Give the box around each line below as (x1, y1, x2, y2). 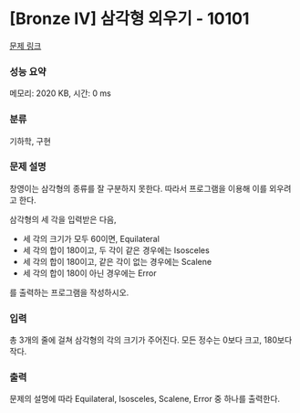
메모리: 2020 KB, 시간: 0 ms (9, 88, 111, 99)
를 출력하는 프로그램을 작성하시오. (9, 287, 129, 298)
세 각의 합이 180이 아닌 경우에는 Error (22, 267, 157, 279)
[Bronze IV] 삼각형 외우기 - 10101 (9, 8, 250, 29)
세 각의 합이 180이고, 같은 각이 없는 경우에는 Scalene (22, 256, 212, 267)
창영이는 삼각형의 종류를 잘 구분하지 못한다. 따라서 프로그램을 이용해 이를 (9, 183, 267, 194)
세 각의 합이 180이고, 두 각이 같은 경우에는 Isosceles (22, 244, 210, 256)
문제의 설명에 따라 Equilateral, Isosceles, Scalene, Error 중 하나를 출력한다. (9, 394, 281, 405)
